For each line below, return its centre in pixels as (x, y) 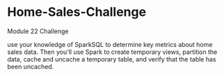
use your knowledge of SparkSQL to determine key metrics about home (110, 44)
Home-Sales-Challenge (77, 12)
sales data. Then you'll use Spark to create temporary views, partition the (112, 52)
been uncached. (31, 66)
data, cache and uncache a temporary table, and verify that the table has (112, 59)
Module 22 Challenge (38, 31)
